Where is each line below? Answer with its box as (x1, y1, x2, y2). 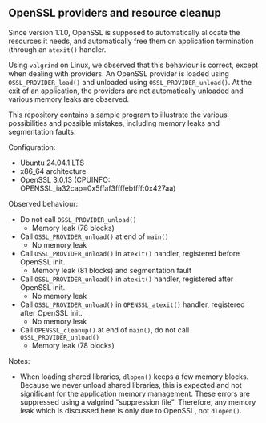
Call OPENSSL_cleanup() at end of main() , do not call (19, 324, 190, 335)
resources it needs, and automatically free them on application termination (8, 36, 254, 46)
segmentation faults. (8, 127, 76, 136)
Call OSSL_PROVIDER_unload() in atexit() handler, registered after (19, 274, 234, 284)
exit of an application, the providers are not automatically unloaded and (8, 86, 244, 95)
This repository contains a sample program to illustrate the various (8, 110, 228, 119)
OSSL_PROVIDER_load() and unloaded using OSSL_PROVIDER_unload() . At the (8, 77, 252, 87)
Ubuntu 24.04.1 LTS (19, 158, 85, 167)
